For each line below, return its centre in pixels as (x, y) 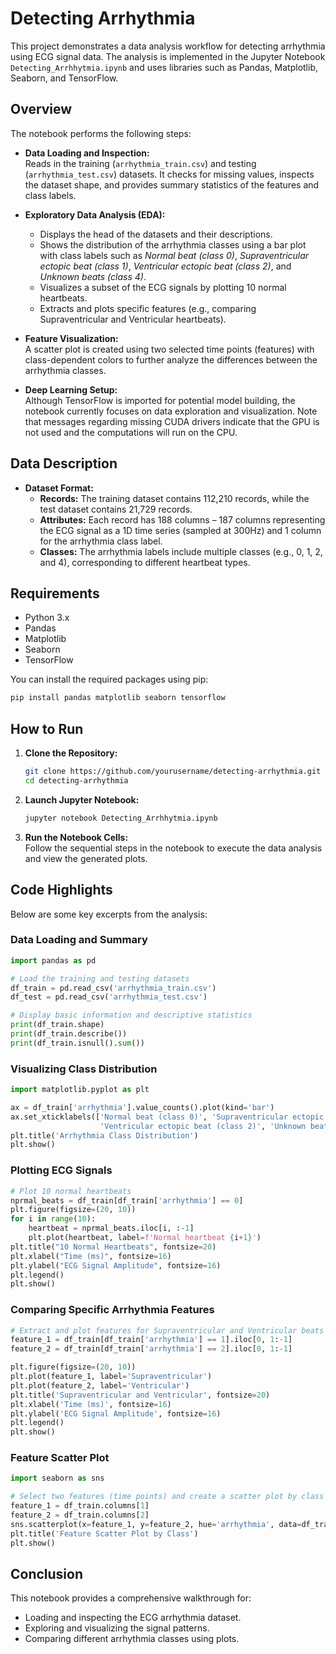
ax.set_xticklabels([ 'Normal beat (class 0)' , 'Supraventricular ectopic (167, 1117)
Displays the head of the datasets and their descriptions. (156, 234)
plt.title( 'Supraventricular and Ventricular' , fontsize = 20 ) (140, 1395)
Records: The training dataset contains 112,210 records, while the (174, 498)
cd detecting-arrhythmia (76, 780)
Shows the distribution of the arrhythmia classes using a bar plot (173, 244)
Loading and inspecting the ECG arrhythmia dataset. (133, 1618)
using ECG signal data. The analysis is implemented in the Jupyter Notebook (168, 56)
